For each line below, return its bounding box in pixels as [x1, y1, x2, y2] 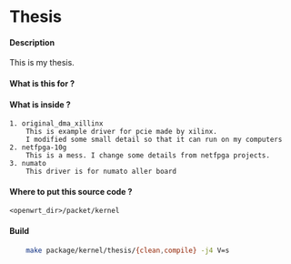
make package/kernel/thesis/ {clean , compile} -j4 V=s [25, 246, 230, 255]
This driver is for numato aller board [25, 167, 177, 177]
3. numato [9, 159, 47, 168]
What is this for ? [9, 77, 75, 88]
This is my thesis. [9, 57, 75, 68]
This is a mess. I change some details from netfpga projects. [25, 151, 271, 160]
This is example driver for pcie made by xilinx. [25, 127, 218, 137]
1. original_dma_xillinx [9, 119, 104, 128]
